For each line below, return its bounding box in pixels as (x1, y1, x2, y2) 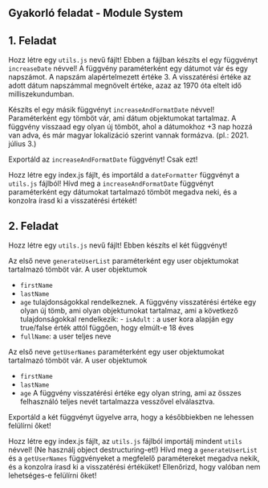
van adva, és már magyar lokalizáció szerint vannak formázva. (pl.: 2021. (8, 130, 250, 140)
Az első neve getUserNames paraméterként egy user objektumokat (8, 347, 225, 357)
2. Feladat (8, 219, 59, 232)
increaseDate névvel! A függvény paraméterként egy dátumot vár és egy (8, 64, 249, 73)
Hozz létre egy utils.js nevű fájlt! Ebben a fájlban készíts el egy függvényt (8, 55, 258, 65)
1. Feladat (8, 34, 57, 47)
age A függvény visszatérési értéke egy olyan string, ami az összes (19, 388, 242, 398)
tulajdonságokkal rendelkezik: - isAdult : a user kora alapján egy (19, 314, 234, 324)
